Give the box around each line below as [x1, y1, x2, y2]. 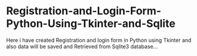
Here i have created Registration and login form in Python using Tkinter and [6, 36, 192, 43]
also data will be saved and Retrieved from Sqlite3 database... [6, 43, 158, 50]
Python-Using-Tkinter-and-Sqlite [6, 17, 176, 30]
